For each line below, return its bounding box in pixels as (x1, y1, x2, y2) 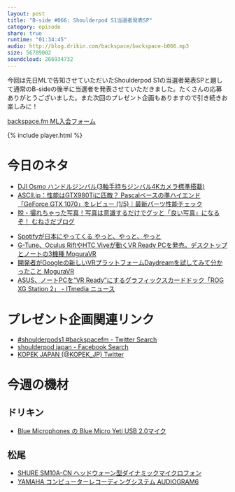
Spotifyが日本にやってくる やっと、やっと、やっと (17, 232, 162, 240)
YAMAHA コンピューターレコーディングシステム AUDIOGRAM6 (17, 477, 199, 486)
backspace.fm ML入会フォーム (7, 117, 96, 125)
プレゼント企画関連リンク (7, 311, 155, 328)
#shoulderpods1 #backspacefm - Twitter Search (17, 335, 157, 344)
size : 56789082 (7, 50, 52, 57)
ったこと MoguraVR (17, 267, 75, 275)
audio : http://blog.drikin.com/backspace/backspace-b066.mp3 (7, 43, 190, 50)
